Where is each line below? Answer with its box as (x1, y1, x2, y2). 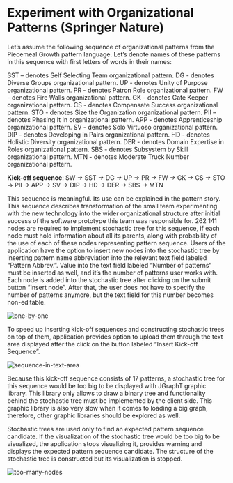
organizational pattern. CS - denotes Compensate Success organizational (7, 100, 218, 109)
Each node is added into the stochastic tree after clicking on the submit (7, 275, 211, 284)
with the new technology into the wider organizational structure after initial (7, 209, 220, 217)
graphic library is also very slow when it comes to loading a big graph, (7, 404, 209, 412)
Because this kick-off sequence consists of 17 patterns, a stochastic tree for (7, 374, 225, 383)
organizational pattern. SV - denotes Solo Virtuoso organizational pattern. (7, 123, 218, 131)
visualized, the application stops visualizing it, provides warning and (7, 439, 202, 447)
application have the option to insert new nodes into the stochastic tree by (7, 246, 220, 254)
